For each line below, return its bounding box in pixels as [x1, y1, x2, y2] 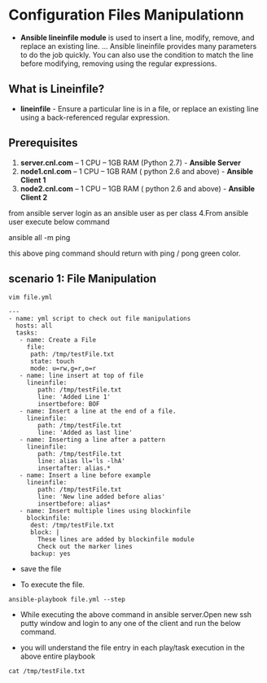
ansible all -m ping [8, 232, 71, 242]
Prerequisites [8, 136, 78, 150]
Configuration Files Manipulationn [8, 6, 244, 24]
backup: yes [29, 549, 71, 558]
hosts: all [15, 322, 53, 331]
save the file [20, 564, 62, 574]
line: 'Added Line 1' [37, 393, 112, 401]
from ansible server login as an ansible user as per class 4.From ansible [8, 208, 249, 217]
